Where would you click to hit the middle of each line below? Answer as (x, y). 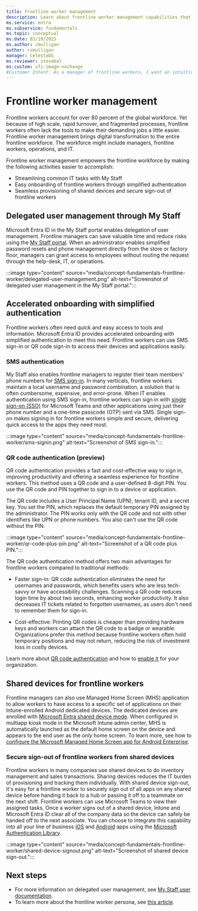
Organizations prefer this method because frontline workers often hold (100, 635)
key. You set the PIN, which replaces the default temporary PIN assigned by (98, 507)
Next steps (27, 875)
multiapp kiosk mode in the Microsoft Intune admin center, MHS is (86, 723)
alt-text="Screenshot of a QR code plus (129, 544)
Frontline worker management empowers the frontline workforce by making (98, 161)
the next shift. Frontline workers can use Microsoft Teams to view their (92, 801)
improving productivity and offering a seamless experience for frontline (93, 477)
